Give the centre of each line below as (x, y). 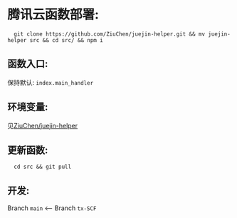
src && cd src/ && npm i (66, 40)
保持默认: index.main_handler (51, 82)
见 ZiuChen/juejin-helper (43, 125)
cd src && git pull (43, 167)
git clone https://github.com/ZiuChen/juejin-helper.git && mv (109, 34)
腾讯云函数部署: (53, 15)
